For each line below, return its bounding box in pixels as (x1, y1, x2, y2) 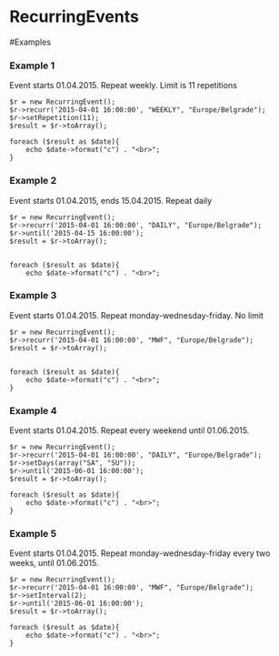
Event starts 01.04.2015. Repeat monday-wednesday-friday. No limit (9, 309, 264, 320)
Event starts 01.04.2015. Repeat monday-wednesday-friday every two (9, 548, 271, 559)
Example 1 (9, 59, 55, 72)
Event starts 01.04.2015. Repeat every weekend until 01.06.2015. (9, 425, 250, 436)
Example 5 (9, 528, 57, 540)
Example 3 (9, 289, 57, 302)
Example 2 (9, 175, 57, 187)
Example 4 (9, 404, 57, 417)
